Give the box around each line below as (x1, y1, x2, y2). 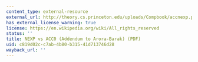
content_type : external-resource (6, 8, 88, 15)
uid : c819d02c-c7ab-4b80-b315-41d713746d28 (6, 42, 115, 48)
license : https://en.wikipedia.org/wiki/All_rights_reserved (6, 25, 160, 31)
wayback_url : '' (6, 47, 46, 53)
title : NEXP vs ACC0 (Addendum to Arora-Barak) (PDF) (6, 36, 141, 42)
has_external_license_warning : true (6, 19, 96, 25)
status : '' (6, 31, 33, 37)
